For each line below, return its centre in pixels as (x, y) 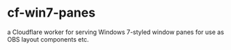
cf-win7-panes (51, 13)
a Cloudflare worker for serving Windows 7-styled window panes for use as (116, 32)
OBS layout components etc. (48, 39)
